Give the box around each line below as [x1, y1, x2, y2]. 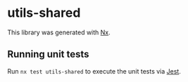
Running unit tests [7, 48, 89, 60]
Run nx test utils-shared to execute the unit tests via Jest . [7, 67, 181, 75]
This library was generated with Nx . [7, 28, 111, 36]
